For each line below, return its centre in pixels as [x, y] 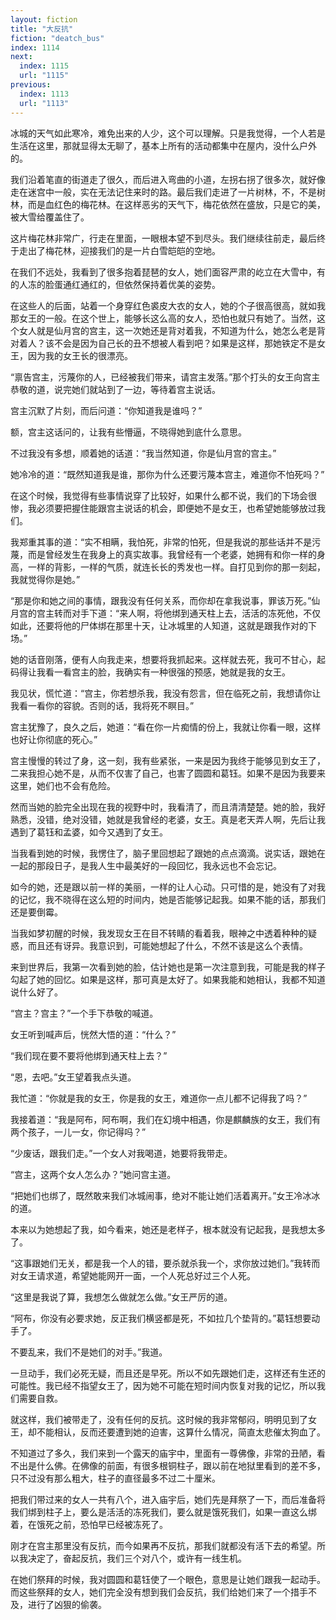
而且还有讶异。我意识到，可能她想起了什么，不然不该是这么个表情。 [167, 945]
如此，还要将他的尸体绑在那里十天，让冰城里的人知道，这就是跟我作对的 [159, 625]
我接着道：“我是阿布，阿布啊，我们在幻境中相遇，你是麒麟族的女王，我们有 [166, 1119]
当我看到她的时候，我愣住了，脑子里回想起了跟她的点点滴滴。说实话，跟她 [163, 853]
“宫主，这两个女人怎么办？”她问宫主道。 [93, 1174]
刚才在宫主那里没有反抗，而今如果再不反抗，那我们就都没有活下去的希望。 [163, 1545]
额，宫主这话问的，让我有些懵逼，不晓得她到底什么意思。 [128, 432]
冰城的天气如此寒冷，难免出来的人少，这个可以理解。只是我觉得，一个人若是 [168, 133]
